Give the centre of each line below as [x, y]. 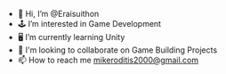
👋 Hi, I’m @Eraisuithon [58, 14]
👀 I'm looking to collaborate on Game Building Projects [117, 50]
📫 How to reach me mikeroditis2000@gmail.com [108, 60]
